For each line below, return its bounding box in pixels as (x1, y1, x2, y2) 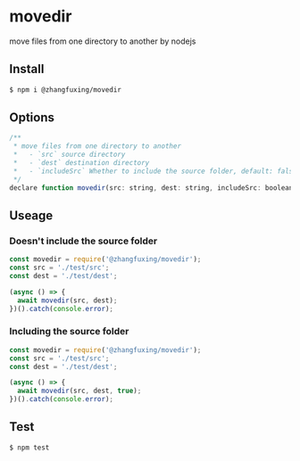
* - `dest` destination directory (12, 159, 150, 168)
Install (9, 62, 45, 77)
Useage (9, 208, 54, 223)
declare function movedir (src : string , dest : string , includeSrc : (9, 183, 262, 193)
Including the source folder (9, 325, 129, 338)
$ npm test (9, 443, 50, 452)
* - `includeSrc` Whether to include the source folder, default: (12, 167, 274, 176)
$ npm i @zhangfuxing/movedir (9, 85, 122, 95)
